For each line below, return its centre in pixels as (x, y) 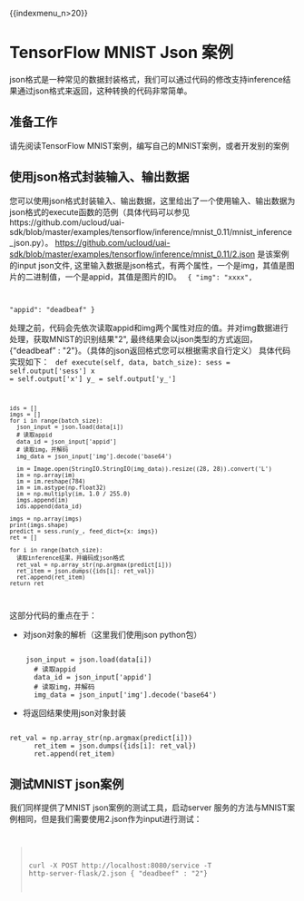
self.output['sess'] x (52, 371)
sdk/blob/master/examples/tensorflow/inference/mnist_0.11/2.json (132, 254)
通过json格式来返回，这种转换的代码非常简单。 (104, 91)
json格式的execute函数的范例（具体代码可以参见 (100, 211)
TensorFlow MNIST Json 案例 (122, 53)
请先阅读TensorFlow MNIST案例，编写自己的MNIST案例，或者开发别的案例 (149, 145)
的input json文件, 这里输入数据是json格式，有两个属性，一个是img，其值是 (148, 265)
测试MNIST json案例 (67, 784)
